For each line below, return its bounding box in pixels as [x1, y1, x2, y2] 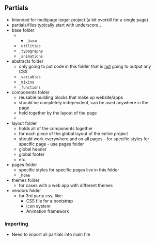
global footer [18, 151, 45, 157]
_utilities [18, 43, 41, 48]
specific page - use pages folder [18, 141, 84, 147]
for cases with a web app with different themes [18, 182, 113, 188]
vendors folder [11, 187, 41, 193]
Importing [4, 220, 29, 227]
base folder [11, 27, 35, 33]
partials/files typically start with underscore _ [11, 22, 102, 28]
